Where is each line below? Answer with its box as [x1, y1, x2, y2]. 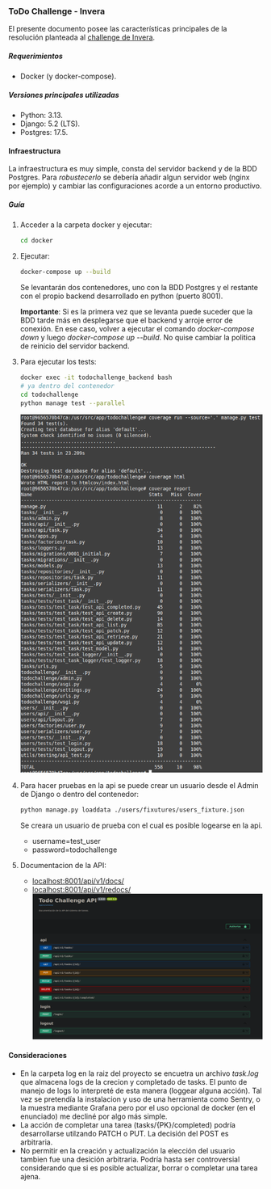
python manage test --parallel [19, 398, 126, 407]
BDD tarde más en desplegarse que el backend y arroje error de [19, 315, 234, 325]
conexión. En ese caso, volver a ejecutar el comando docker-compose [19, 324, 255, 334]
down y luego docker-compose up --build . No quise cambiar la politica [19, 333, 256, 343]
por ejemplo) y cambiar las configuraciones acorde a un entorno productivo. [8, 181, 262, 191]
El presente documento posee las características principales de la [8, 24, 227, 34]
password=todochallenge [31, 845, 118, 854]
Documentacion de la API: [19, 861, 107, 871]
